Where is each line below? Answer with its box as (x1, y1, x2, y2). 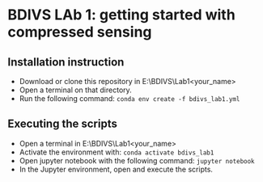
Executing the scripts (7, 117, 118, 131)
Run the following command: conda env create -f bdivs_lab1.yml (19, 94, 240, 103)
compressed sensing (7, 23, 152, 41)
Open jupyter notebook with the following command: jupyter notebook (19, 155, 256, 165)
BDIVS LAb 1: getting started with (7, 6, 235, 24)
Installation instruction (7, 55, 125, 69)
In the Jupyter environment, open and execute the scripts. (19, 164, 214, 174)
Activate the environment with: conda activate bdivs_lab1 (19, 147, 214, 157)
